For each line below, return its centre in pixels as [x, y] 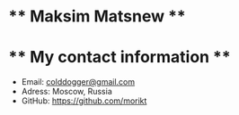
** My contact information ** [119, 57]
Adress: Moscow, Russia [67, 92]
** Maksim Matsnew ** [97, 16]
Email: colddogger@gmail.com [78, 82]
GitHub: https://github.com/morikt [84, 101]
